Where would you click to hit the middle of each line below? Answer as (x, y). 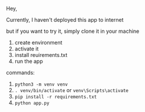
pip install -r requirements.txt (56, 97)
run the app (29, 61)
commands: (21, 72)
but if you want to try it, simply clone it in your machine (73, 31)
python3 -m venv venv (41, 84)
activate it (27, 49)
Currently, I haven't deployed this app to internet (65, 20)
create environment (39, 43)
